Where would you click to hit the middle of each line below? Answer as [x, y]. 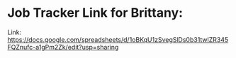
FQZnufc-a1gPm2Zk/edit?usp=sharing [63, 47]
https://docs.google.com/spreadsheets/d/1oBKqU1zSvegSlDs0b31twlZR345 [118, 39]
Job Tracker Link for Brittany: [95, 13]
